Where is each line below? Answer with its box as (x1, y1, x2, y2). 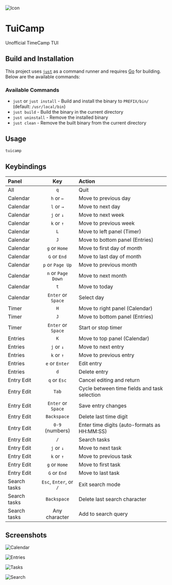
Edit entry (78, 360, 102, 367)
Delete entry (78, 368, 109, 375)
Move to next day (78, 203, 120, 210)
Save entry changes (78, 402, 127, 409)
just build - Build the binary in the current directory (12, 109, 124, 115)
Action (78, 177, 96, 184)
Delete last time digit (78, 413, 128, 420)
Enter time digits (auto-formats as (78, 421, 161, 428)
